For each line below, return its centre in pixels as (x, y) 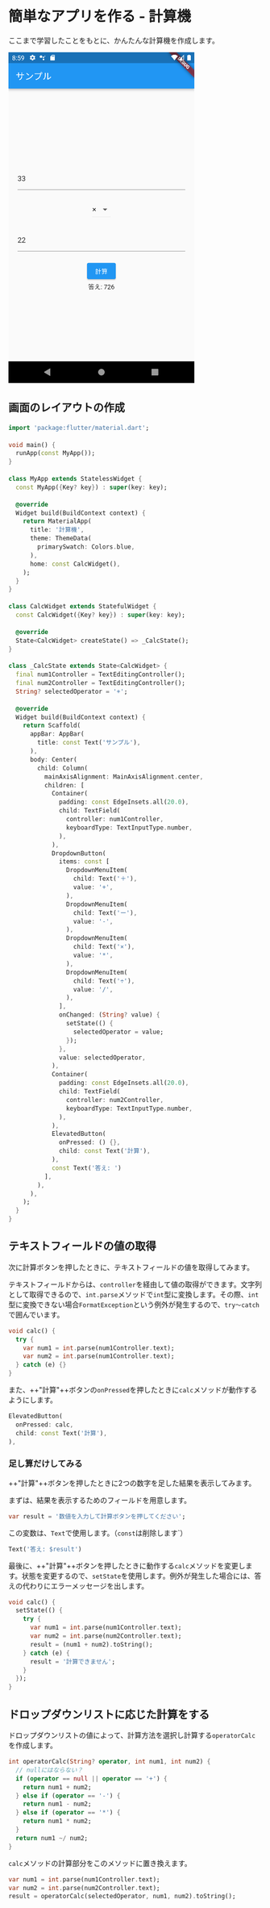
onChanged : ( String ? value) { (110, 1015)
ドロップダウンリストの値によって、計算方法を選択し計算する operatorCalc (132, 1735)
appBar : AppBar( (57, 734)
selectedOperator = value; (118, 1032)
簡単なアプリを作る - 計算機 (100, 17)
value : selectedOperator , (103, 1058)
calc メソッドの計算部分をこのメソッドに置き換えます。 (100, 1863)
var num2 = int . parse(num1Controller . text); (99, 1356)
